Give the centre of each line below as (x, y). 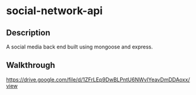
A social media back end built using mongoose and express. (79, 47)
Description (28, 33)
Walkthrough (30, 65)
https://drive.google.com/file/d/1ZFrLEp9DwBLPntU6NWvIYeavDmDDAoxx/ (98, 79)
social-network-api (54, 11)
